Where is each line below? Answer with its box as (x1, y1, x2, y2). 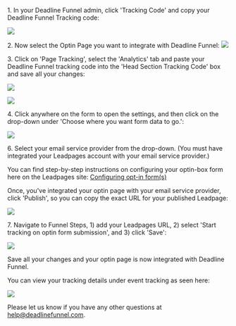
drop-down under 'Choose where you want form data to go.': (7, 118, 185, 125)
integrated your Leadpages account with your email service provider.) (7, 151, 210, 160)
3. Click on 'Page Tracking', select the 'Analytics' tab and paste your (7, 55, 205, 63)
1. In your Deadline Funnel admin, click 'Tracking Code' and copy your (7, 6, 210, 14)
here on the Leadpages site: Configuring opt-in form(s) (7, 173, 167, 181)
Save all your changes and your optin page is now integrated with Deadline (7, 255, 225, 263)
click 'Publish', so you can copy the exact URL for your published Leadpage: (7, 194, 228, 202)
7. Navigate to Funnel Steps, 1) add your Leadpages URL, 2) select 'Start (7, 221, 216, 229)
